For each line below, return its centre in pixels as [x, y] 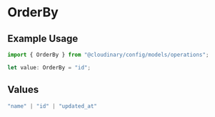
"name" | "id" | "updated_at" [52, 106]
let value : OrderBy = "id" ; [49, 67]
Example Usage [43, 39]
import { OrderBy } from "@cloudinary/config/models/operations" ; [108, 55]
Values [23, 90]
